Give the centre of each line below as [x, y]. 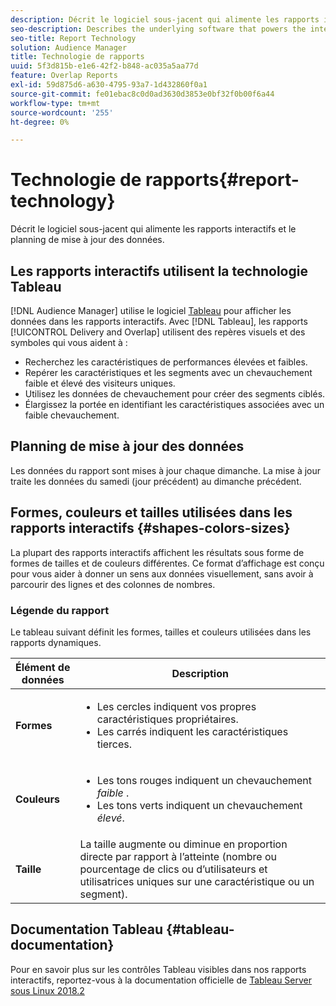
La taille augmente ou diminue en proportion [183, 844]
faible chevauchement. [72, 415]
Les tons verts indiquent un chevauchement [199, 805]
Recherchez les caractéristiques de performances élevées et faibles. [166, 362]
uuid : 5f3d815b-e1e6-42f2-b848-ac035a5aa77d [104, 66]
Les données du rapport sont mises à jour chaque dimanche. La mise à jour [166, 470]
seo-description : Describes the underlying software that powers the [158, 29]
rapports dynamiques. [56, 642]
